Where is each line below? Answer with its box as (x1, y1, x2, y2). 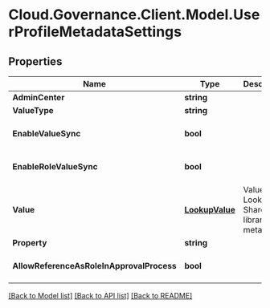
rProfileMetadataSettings (8, 22, 182, 41)
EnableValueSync (12, 128, 81, 139)
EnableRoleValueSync (12, 161, 98, 172)
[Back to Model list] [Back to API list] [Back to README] (8, 291, 193, 300)
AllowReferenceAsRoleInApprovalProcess (12, 261, 177, 271)
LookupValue (184, 205, 235, 215)
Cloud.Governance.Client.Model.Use (8, 6, 260, 24)
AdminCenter (12, 92, 65, 103)
